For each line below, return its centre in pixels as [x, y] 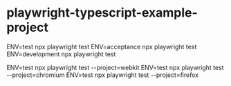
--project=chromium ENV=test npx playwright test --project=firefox [102, 75]
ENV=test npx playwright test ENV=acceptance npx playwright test [102, 46]
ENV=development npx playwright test [61, 54]
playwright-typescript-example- [102, 13]
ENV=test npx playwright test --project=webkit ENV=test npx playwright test [115, 67]
